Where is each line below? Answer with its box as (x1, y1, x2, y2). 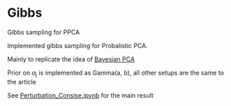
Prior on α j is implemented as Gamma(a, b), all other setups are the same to (7, 68, 225, 78)
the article (7, 77, 36, 86)
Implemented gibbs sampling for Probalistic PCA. (7, 41, 149, 50)
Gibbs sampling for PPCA (7, 28, 80, 36)
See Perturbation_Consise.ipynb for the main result (7, 91, 154, 99)
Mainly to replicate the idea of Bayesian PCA (7, 54, 135, 63)
